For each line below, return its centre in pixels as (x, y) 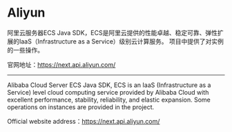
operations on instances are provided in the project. (81, 107)
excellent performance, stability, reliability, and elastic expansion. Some (109, 100)
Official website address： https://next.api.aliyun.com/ (84, 121)
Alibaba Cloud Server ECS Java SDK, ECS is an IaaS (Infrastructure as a (109, 85)
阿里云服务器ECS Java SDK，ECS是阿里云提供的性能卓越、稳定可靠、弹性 (112, 32)
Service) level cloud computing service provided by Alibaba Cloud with (108, 92)
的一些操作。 (25, 50)
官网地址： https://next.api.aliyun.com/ (61, 64)
